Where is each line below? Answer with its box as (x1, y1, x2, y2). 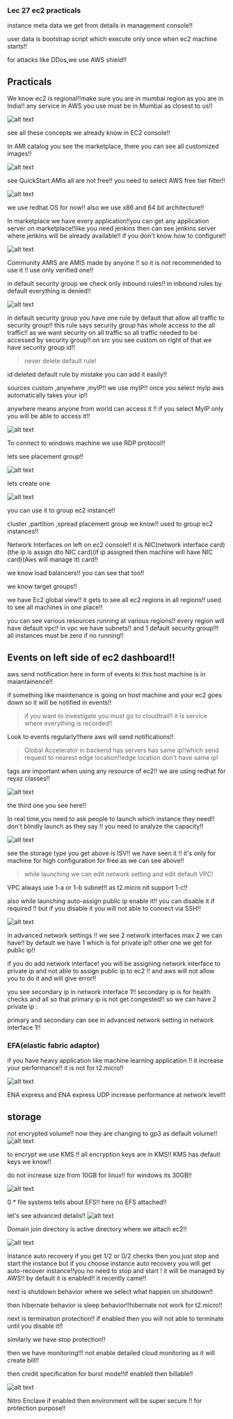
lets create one (7, 479, 50, 488)
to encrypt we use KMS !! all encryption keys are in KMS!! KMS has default (7, 1150, 220, 1159)
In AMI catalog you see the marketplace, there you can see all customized (7, 142, 219, 151)
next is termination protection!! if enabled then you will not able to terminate (7, 1315, 224, 1323)
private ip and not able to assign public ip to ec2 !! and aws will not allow (7, 966, 215, 975)
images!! (7, 149, 32, 158)
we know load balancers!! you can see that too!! (7, 569, 145, 577)
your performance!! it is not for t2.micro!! (7, 1064, 124, 1072)
